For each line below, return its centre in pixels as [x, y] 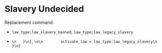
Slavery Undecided [44, 9]
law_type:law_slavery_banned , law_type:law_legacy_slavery [72, 32]
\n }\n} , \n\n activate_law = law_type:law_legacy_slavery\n [84, 41]
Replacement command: [29, 22]
